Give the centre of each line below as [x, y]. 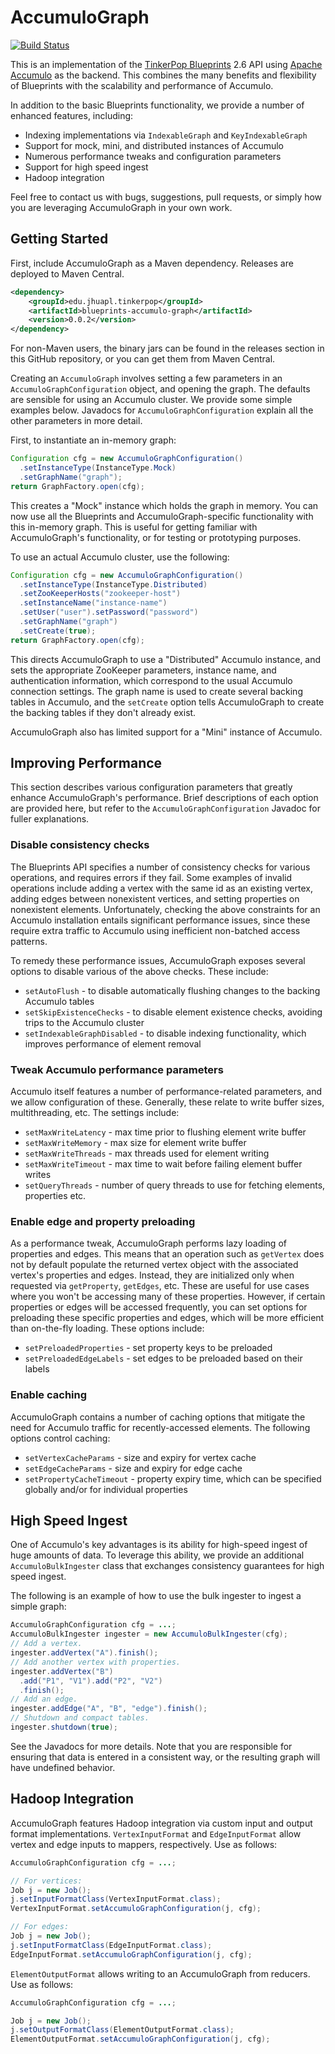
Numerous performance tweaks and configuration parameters [153, 156]
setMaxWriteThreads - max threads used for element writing [147, 1153]
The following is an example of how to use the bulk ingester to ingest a [156, 1596]
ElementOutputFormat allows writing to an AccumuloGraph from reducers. [160, 1973]
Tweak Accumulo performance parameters [117, 1069]
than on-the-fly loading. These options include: [107, 1328]
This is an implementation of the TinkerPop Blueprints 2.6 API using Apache [166, 64]
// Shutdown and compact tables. [80, 1718]
